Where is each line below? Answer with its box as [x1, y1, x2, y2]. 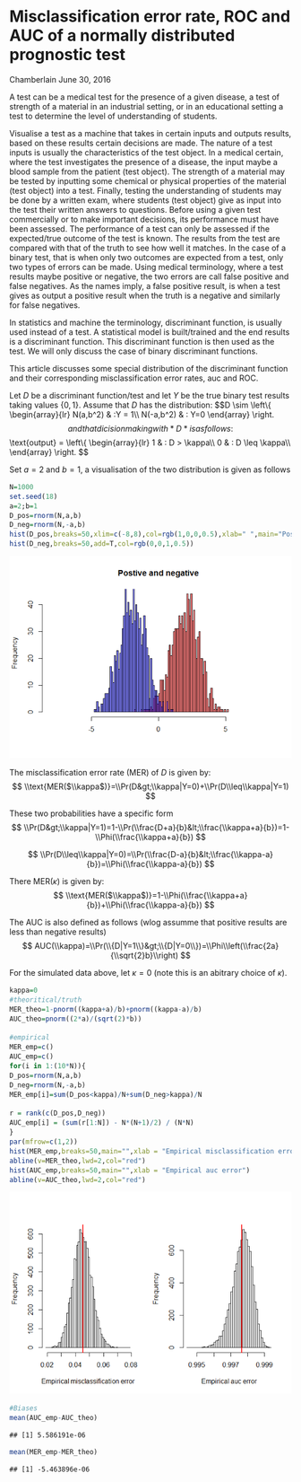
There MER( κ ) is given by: [9, 876, 105, 887]
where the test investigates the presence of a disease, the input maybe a [9, 156, 278, 167]
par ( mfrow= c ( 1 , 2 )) [9, 1137, 78, 1146]
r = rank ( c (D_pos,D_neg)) [9, 1109, 106, 1118]
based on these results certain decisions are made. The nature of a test [9, 137, 273, 148]
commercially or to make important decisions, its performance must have [9, 214, 279, 224]
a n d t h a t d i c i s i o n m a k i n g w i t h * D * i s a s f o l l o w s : [67, 423, 234, 434]
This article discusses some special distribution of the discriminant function [9, 363, 288, 373]
